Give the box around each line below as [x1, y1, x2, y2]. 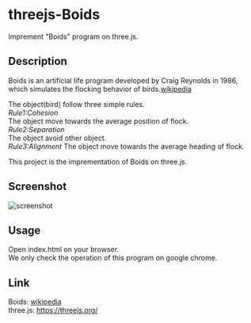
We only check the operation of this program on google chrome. [8, 253, 218, 263]
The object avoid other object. [8, 133, 107, 142]
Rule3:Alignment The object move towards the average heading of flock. [8, 141, 245, 151]
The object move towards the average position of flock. [8, 116, 189, 126]
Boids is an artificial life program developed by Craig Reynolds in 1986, [8, 75, 238, 85]
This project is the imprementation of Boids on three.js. [8, 157, 188, 166]
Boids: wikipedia [8, 297, 62, 306]
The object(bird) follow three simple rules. [8, 99, 145, 108]
